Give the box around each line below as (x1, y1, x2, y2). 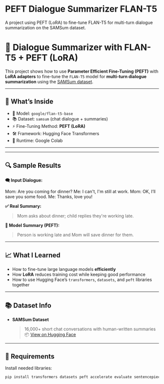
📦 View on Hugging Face (24, 332, 76, 338)
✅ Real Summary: (5, 203, 41, 209)
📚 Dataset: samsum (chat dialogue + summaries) (12, 116, 108, 121)
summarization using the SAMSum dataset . (5, 79, 94, 84)
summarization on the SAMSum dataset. (5, 24, 86, 30)
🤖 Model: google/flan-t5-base (12, 110, 73, 116)
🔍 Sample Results (5, 162, 61, 170)
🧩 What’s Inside (5, 98, 54, 106)
